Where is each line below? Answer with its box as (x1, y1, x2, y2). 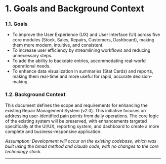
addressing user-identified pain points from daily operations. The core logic (5, 113, 159, 119)
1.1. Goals (5, 21, 28, 28)
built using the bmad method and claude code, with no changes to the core (5, 143, 159, 149)
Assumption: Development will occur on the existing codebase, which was (5, 138, 157, 144)
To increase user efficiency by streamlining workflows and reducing (12, 47, 151, 53)
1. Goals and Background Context (5, 3, 144, 14)
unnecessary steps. (12, 53, 53, 59)
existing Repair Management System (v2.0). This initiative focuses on (5, 107, 146, 113)
